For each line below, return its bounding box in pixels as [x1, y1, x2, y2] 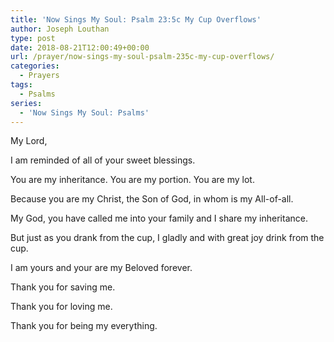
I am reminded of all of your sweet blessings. [10, 154, 196, 166]
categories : [10, 61, 60, 71]
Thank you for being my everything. [10, 320, 158, 332]
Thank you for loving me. [10, 301, 113, 313]
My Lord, [10, 135, 48, 147]
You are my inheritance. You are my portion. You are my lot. [10, 174, 255, 186]
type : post [10, 33, 56, 43]
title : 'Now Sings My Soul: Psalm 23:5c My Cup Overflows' [10, 14, 262, 25]
